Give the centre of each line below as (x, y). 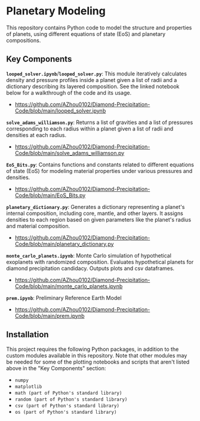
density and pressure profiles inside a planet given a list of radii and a (92, 80)
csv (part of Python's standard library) (67, 405)
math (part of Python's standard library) (68, 393)
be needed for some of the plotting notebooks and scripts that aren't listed (98, 362)
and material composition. (38, 226)
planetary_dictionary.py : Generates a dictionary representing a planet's (96, 207)
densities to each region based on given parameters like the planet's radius (99, 219)
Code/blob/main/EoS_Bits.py (50, 195)
